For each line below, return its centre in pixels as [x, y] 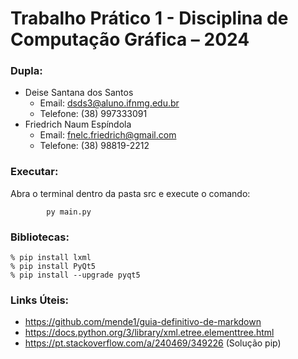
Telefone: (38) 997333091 [93, 114]
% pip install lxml [51, 258]
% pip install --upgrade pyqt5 [75, 275]
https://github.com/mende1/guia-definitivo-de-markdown [143, 322]
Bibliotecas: [40, 237]
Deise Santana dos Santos [79, 93]
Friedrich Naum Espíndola [78, 124]
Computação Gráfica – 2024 [130, 39]
